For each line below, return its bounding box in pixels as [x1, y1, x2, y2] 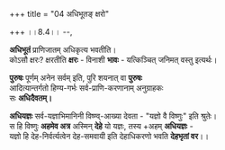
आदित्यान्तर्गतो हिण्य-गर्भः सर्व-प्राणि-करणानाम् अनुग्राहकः [9, 83, 164, 93]
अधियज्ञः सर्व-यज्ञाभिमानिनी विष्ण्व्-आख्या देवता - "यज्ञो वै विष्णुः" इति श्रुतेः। [9, 110, 218, 121]
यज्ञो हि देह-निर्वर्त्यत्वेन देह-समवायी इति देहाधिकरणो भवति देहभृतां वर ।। [9, 131, 210, 141]
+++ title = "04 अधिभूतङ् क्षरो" [9, 9, 110, 19]
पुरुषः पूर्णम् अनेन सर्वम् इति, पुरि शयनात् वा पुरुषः [9, 73, 142, 83]
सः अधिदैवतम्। [9, 93, 52, 103]
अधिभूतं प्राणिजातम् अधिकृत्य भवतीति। [9, 45, 117, 55]
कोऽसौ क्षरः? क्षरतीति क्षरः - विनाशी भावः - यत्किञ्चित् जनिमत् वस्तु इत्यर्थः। [9, 55, 218, 65]
